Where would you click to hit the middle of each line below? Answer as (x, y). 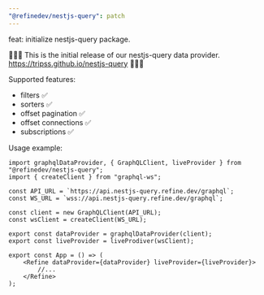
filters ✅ (34, 95)
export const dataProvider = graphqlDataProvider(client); (110, 234)
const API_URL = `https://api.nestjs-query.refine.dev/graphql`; (121, 191)
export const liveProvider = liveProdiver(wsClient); (102, 241)
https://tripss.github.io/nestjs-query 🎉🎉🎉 (76, 63)
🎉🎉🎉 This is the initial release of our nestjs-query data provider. (115, 54)
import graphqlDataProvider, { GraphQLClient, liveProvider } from (125, 163)
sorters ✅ (36, 104)
